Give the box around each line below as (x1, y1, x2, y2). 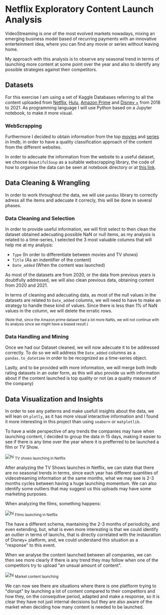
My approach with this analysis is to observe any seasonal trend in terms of (5, 56, 160, 62)
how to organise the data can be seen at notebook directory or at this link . (5, 164, 156, 170)
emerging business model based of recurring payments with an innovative (5, 36, 157, 42)
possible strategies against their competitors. (5, 66, 98, 73)
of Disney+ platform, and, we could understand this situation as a (5, 537, 138, 542)
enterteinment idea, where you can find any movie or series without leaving (5, 41, 160, 47)
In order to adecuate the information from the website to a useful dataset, (5, 154, 155, 160)
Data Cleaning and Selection (5, 215, 75, 222)
